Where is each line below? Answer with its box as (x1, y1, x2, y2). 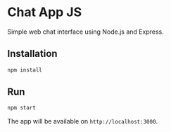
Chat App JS (7, 4, 82, 20)
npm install (7, 66, 42, 74)
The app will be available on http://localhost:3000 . (7, 117, 158, 126)
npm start (7, 105, 37, 112)
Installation (7, 48, 58, 60)
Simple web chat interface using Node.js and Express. (7, 27, 164, 36)
